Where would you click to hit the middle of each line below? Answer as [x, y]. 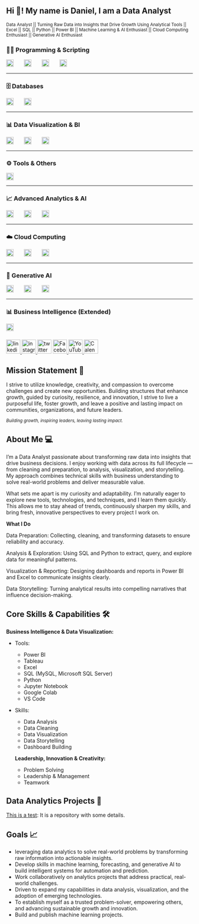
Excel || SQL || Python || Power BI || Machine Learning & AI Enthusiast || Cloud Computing [97, 30]
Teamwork [36, 782]
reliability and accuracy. [35, 541]
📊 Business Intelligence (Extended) [59, 312]
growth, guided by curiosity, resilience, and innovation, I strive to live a [92, 397]
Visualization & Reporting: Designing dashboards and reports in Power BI [95, 571]
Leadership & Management [57, 776]
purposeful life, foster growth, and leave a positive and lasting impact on [94, 403]
